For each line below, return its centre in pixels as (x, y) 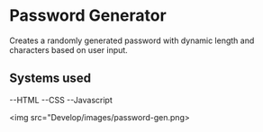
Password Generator (88, 16)
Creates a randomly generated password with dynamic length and (132, 40)
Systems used (50, 79)
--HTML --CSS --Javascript (61, 100)
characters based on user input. (68, 49)
